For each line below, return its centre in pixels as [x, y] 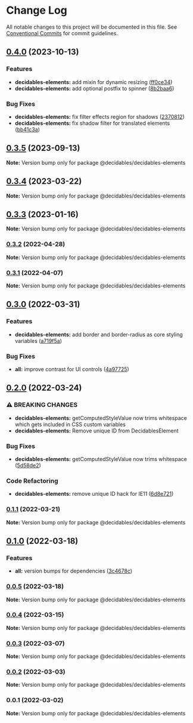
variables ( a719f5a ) [38, 341]
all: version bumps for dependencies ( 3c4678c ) [74, 571]
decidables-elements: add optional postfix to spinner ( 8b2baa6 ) [94, 88]
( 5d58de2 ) [28, 465]
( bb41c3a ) [27, 129]
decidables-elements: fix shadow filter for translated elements [92, 123]
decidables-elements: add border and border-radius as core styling [99, 334]
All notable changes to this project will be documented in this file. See [92, 27]
